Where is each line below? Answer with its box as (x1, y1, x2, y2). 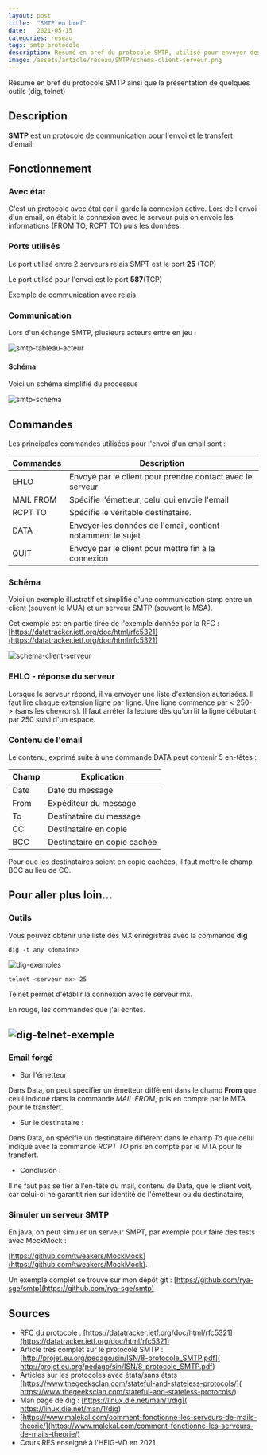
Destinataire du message (47, 810, 141, 821)
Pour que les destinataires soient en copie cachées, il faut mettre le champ (8, 857, 253, 866)
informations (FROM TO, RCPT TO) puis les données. (8, 221, 181, 231)
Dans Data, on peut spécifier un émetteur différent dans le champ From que (8, 1085, 257, 1095)
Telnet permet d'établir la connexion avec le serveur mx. (8, 989, 193, 999)
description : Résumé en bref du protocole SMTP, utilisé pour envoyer (8, 49, 247, 57)
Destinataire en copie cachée (47, 836, 157, 847)
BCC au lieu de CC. (8, 865, 72, 874)
